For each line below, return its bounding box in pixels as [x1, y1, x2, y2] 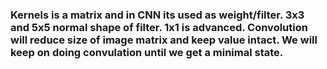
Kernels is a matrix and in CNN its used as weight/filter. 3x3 [10, 8, 305, 22]
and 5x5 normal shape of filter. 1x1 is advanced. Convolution [10, 20, 308, 34]
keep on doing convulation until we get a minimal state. [10, 45, 284, 59]
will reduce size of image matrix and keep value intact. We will [10, 33, 318, 47]
